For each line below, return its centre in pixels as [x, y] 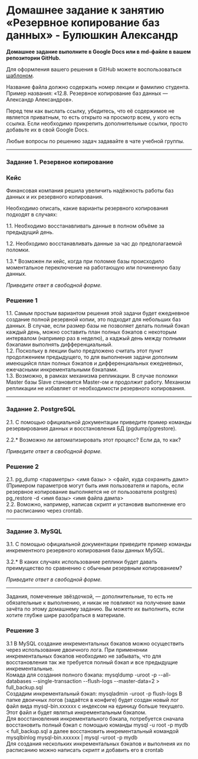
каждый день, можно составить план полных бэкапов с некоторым [91, 332]
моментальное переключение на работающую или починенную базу [93, 268]
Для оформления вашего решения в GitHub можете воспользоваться [94, 69]
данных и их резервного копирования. [55, 197]
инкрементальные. [30, 668]
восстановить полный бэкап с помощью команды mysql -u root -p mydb [97, 725]
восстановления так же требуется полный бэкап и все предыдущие [92, 662]
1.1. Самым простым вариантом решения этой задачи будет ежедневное [98, 313]
